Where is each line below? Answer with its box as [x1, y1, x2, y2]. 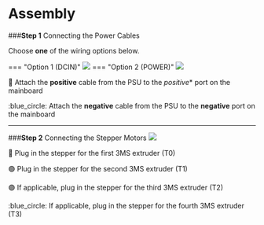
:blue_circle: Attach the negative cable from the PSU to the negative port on [8, 101, 255, 110]
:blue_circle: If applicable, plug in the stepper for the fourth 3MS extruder [8, 201, 245, 210]
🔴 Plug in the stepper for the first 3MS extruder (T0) [8, 148, 176, 157]
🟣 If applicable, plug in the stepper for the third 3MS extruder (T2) [8, 183, 224, 192]
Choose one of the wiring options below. [8, 46, 140, 55]
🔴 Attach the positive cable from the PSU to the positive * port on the [8, 77, 230, 87]
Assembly [8, 5, 76, 23]
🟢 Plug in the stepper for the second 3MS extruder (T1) [8, 164, 189, 173]
